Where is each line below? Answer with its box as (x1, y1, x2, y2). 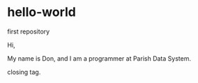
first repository (7, 27, 50, 36)
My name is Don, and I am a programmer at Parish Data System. (7, 54, 192, 63)
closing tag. (7, 68, 41, 76)
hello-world (7, 4, 77, 20)
